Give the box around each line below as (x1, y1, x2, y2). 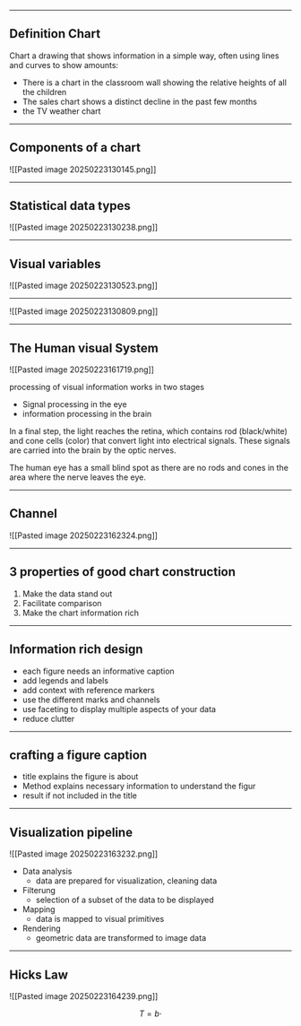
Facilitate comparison (21, 597, 102, 608)
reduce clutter (21, 713, 75, 724)
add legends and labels (21, 674, 109, 686)
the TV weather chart (21, 105, 101, 117)
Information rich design (9, 642, 143, 657)
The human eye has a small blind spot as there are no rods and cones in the (9, 463, 289, 474)
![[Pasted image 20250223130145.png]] (9, 163, 157, 175)
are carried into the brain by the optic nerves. (9, 445, 176, 456)
